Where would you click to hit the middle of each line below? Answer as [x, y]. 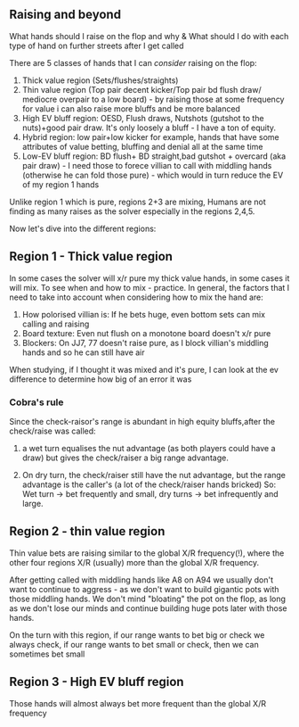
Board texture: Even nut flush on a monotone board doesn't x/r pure [146, 333]
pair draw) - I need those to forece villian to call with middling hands [147, 165]
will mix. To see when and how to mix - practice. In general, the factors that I [149, 287]
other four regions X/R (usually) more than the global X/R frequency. [134, 562]
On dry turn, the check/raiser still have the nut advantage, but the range [154, 475]
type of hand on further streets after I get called [97, 45]
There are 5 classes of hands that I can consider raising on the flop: [133, 62]
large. [32, 503]
